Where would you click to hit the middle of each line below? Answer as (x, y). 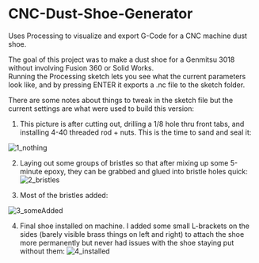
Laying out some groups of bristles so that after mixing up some (124, 162)
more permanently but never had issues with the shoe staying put (127, 242)
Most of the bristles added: (64, 195)
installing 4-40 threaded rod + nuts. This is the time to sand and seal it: (135, 132)
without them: (42, 251)
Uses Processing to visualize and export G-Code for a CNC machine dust (128, 36)
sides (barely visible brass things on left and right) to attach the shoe (132, 234)
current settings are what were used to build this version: (101, 109)
